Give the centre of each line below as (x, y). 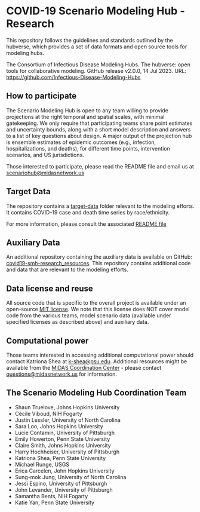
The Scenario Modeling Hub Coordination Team (96, 393)
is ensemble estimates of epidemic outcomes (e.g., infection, (81, 142)
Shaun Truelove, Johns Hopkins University (67, 407)
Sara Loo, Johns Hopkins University (59, 426)
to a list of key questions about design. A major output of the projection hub (99, 136)
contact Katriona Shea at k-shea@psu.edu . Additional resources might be (97, 361)
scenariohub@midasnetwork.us (45, 173)
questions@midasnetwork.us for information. (62, 374)
